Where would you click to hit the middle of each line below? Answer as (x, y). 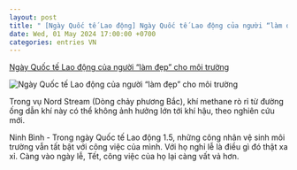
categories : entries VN (53, 42)
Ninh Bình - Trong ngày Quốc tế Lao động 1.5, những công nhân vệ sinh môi (147, 137)
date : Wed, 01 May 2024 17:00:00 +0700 (83, 34)
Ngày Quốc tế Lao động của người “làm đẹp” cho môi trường (119, 67)
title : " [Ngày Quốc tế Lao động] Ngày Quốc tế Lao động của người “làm (146, 26)
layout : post (33, 17)
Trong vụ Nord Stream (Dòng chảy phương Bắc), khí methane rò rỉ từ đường (147, 102)
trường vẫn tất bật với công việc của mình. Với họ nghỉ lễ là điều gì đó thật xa (149, 147)
